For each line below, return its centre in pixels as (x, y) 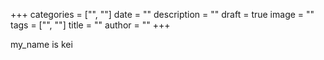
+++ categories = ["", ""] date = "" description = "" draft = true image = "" (162, 14)
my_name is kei (41, 44)
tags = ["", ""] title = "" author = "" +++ (90, 25)
